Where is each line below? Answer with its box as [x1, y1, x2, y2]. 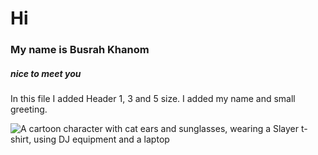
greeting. [10, 103, 48, 116]
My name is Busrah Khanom [10, 43, 150, 57]
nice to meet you [10, 67, 82, 79]
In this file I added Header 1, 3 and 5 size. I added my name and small [10, 93, 296, 105]
